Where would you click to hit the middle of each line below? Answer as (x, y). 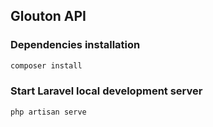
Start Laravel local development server (106, 91)
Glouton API (48, 16)
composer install (46, 65)
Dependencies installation (75, 45)
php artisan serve (48, 112)
